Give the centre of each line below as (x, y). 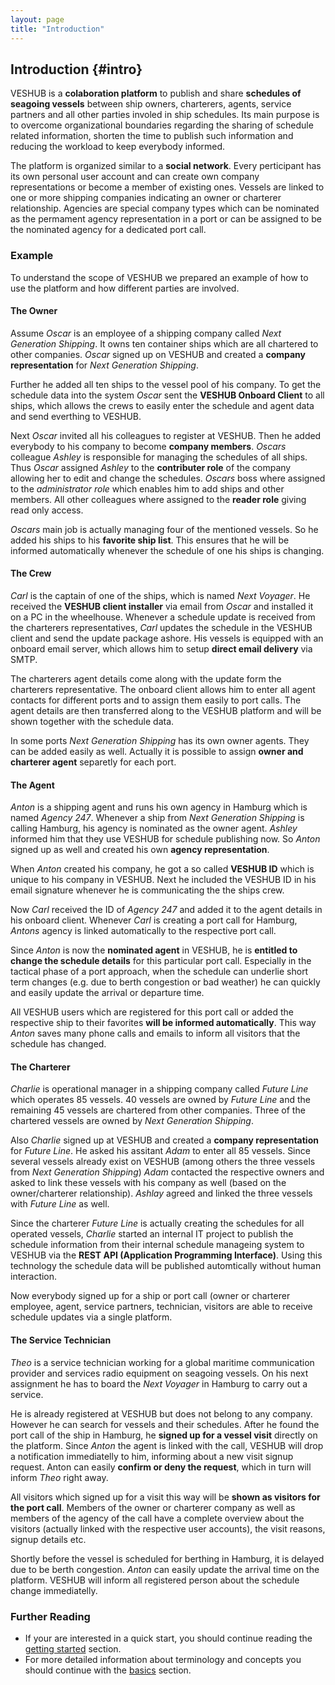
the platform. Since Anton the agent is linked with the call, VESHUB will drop (167, 1445)
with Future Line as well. (60, 1204)
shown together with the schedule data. (92, 722)
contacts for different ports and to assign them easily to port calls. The (156, 700)
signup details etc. (48, 1539)
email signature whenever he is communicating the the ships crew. (147, 890)
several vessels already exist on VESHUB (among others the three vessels (163, 1162)
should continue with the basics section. (108, 1670)
